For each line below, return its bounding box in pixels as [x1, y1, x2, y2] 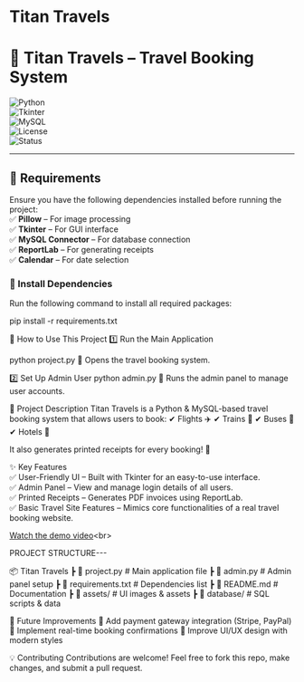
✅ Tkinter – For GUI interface [9, 224, 119, 235]
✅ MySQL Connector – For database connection [9, 234, 191, 245]
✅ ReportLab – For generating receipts [9, 244, 155, 255]
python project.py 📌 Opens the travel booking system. [9, 355, 211, 366]
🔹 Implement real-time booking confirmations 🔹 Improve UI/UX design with [9, 625, 288, 636]
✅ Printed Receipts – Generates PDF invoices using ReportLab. [9, 492, 243, 504]
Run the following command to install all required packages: [9, 298, 233, 309]
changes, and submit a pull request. [9, 663, 143, 674]
